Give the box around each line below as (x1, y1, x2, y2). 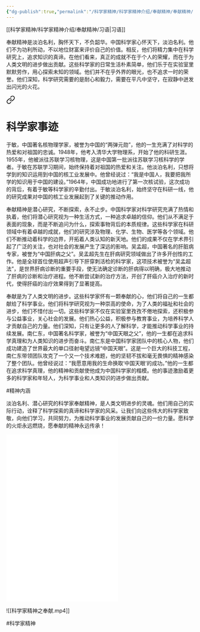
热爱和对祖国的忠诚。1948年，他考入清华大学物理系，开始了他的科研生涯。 (6, 148, 190, 155)
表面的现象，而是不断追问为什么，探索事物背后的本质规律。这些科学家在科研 (6, 221, 194, 228)
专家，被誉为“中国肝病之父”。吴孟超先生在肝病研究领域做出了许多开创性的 (6, 250, 189, 257)
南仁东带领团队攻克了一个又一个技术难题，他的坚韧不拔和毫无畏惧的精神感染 (6, 352, 194, 359)
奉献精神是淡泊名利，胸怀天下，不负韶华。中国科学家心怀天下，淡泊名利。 (6, 38, 189, 45)
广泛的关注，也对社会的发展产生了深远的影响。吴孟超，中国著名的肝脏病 (16, 243, 194, 250)
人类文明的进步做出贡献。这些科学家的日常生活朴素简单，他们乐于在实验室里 (6, 61, 194, 68)
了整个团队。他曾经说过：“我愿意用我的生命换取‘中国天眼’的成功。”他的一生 (6, 359, 189, 366)
